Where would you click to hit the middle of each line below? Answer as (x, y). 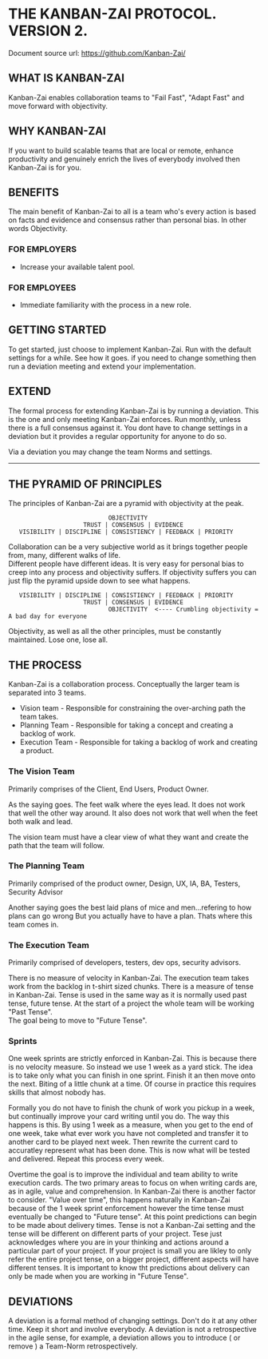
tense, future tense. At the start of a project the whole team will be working (132, 1003)
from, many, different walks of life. (65, 556)
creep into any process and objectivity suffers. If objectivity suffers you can (132, 572)
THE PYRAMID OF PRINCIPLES (85, 484)
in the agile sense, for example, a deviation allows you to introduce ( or (124, 1338)
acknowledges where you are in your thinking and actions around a (118, 1242)
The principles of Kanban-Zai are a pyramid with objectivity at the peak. (126, 504)
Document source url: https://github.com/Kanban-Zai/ (97, 53)
